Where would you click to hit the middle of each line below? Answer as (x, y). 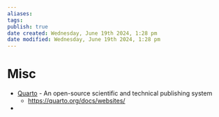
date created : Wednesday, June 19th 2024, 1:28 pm (82, 33)
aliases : (20, 14)
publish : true (28, 26)
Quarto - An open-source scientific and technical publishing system (115, 93)
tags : (15, 20)
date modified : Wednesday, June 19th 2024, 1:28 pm (84, 40)
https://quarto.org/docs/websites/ (76, 101)
